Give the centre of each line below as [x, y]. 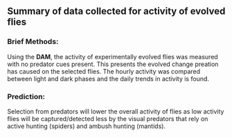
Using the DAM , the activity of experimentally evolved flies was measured [113, 56]
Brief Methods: [33, 42]
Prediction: [26, 96]
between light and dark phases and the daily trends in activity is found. [108, 78]
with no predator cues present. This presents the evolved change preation [113, 64]
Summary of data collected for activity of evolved [116, 11]
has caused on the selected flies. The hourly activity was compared [104, 71]
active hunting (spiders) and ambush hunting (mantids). [87, 126]
